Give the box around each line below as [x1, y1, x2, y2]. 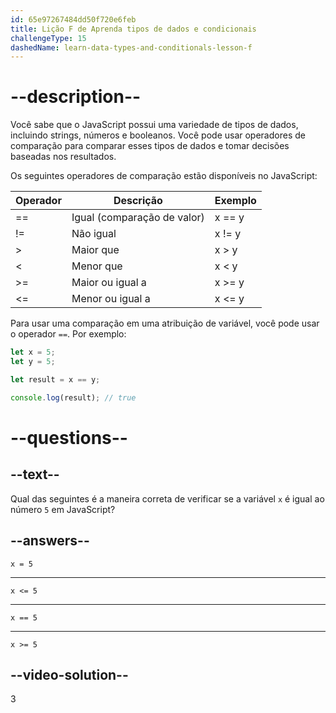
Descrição [113, 194, 163, 208]
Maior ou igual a [71, 276, 147, 290]
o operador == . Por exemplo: [10, 328, 127, 340]
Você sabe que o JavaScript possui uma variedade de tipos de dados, [10, 119, 299, 131]
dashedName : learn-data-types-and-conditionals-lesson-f [10, 42, 253, 53]
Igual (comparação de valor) [71, 211, 205, 225]
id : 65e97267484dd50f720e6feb [10, 14, 137, 25]
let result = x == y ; [10, 374, 101, 385]
